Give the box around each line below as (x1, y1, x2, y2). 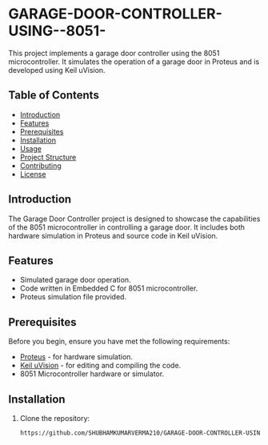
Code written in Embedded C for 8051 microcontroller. (19, 283, 198, 293)
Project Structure (19, 152, 77, 162)
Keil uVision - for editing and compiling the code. (19, 361, 182, 371)
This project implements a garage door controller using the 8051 (8, 48, 220, 58)
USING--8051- (8, 22, 106, 40)
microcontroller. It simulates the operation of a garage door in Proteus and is (8, 57, 260, 66)
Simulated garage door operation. (19, 275, 131, 285)
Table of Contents (8, 89, 100, 102)
